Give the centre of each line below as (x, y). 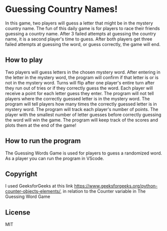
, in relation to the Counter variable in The (103, 191)
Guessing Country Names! (61, 9)
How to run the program (43, 141)
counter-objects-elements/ (33, 191)
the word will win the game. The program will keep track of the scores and (82, 120)
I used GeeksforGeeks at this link (39, 186)
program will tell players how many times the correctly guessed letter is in (81, 104)
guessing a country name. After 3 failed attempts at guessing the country (81, 33)
